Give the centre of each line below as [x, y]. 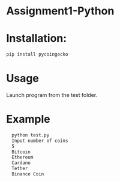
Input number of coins [40, 141]
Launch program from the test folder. [52, 95]
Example [28, 119]
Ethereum [22, 157]
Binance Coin [28, 174]
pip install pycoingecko [37, 54]
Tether [20, 169]
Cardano [21, 163]
